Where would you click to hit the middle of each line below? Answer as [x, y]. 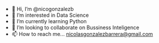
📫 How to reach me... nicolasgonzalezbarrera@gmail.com [82, 34]
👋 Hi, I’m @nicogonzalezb [43, 9]
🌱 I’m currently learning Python [49, 21]
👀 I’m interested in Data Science [50, 15]
